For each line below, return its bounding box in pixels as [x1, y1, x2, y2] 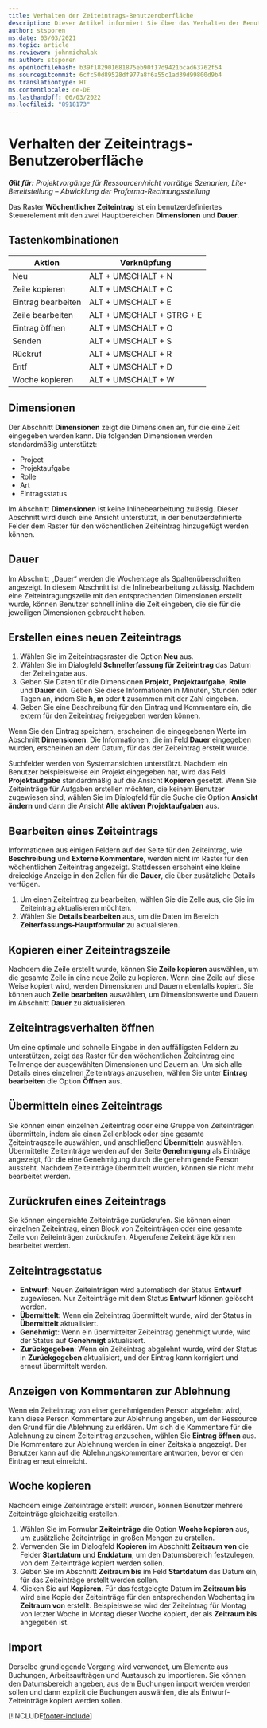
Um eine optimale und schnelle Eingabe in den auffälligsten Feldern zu [8, 1042, 239, 1052]
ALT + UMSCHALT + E [88, 296, 172, 308]
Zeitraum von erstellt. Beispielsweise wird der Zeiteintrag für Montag [19, 1601, 246, 1610]
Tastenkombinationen [8, 233, 119, 247]
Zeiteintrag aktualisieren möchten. [19, 903, 132, 913]
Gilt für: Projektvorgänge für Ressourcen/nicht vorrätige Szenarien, [8, 178, 230, 188]
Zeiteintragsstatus [8, 1264, 103, 1277]
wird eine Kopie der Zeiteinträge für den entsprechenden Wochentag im [19, 1592, 256, 1601]
